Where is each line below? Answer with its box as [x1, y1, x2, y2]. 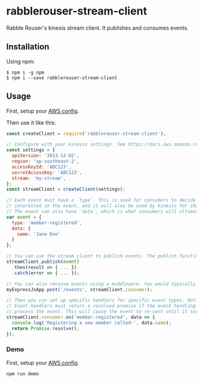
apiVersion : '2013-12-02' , [11, 153, 80, 159]
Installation [6, 42, 50, 52]
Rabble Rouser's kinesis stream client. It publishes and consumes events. [6, 24, 189, 31]
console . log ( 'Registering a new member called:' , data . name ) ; [11, 320, 172, 326]
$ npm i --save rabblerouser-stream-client [6, 74, 118, 81]
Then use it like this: [6, 119, 56, 126]
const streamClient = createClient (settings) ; [6, 186, 126, 193]
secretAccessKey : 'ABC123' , [11, 169, 83, 176]
